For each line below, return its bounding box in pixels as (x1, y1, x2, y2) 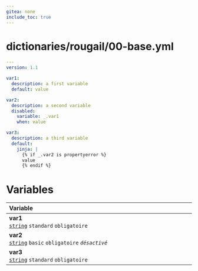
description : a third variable (11, 135, 88, 141)
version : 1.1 (6, 64, 38, 71)
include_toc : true (6, 14, 51, 20)
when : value (16, 119, 46, 125)
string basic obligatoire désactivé (9, 240, 108, 246)
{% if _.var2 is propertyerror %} (21, 151, 107, 157)
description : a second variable (11, 102, 91, 108)
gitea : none (6, 8, 35, 15)
